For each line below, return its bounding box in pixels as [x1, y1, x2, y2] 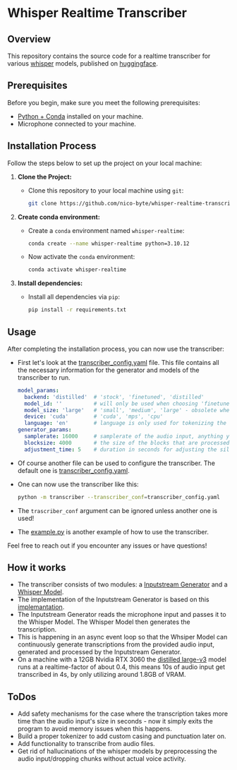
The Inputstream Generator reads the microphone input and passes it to [17, 610, 227, 619]
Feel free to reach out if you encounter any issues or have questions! [7, 541, 207, 550]
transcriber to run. [17, 373, 71, 382]
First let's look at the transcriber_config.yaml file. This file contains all [17, 358, 220, 366]
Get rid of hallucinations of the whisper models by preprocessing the [17, 747, 217, 756]
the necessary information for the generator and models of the [17, 366, 200, 374]
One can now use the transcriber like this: [17, 480, 139, 488]
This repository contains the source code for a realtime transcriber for [7, 52, 211, 60]
